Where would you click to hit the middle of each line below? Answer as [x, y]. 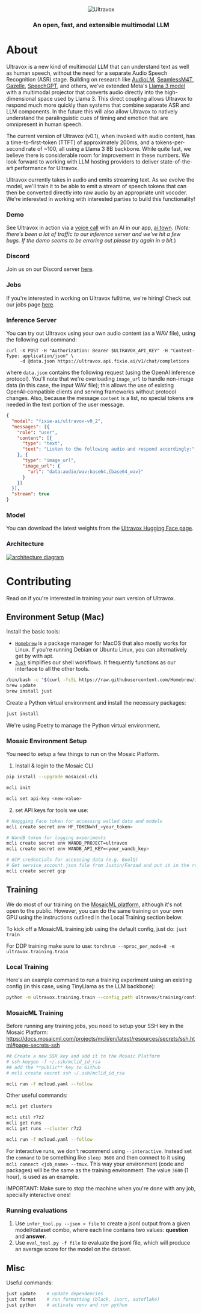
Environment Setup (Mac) [55, 617]
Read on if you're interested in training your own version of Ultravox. [91, 598]
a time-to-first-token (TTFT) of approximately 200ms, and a [80, 142]
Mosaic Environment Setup [47, 741]
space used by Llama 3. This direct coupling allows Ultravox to [115, 98]
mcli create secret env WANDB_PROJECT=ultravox [67, 843]
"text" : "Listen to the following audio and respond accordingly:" [109, 449]
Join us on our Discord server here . [50, 269]
